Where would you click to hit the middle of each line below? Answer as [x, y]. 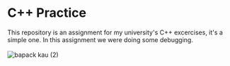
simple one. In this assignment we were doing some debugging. [100, 39]
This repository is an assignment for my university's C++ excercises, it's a [115, 32]
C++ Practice [47, 13]
